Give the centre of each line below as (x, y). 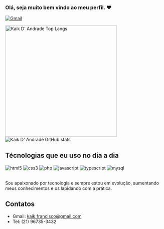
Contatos (20, 204)
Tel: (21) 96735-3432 (34, 221)
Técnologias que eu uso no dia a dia (62, 155)
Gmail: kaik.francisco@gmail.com (47, 216)
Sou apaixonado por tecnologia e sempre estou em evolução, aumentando (82, 183)
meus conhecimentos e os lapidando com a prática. (59, 188)
